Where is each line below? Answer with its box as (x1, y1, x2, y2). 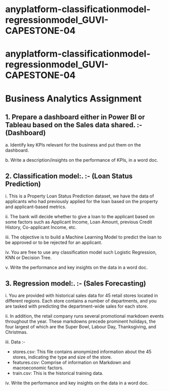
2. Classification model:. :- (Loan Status (5, 172, 133, 180)
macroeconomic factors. (12, 365, 64, 371)
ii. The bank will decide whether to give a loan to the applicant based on (5, 214, 155, 220)
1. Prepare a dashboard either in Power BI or (5, 113, 145, 121)
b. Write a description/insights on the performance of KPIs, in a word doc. (5, 157, 158, 163)
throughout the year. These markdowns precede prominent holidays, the (5, 318, 156, 324)
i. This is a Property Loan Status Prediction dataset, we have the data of (5, 193, 154, 199)
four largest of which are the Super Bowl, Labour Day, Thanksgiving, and (5, 324, 156, 329)
